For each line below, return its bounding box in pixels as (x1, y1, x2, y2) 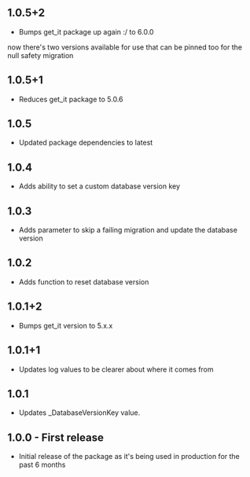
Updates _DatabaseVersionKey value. (18, 408, 141, 417)
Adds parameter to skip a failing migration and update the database (18, 226, 237, 235)
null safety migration (7, 50, 74, 60)
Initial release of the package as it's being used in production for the (18, 452, 241, 461)
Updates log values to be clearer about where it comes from (18, 365, 214, 374)
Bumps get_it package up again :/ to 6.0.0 (18, 27, 154, 36)
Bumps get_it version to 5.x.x (18, 321, 113, 330)
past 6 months (18, 460, 66, 470)
